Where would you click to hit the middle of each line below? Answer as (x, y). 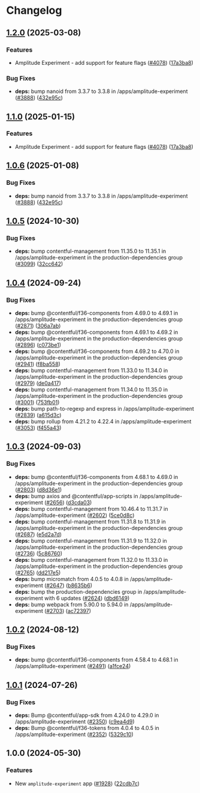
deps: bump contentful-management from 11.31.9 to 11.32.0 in (91, 540)
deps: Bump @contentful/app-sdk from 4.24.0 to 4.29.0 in (87, 715)
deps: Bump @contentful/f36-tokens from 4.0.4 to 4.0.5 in (87, 728)
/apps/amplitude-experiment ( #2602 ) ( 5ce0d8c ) (75, 515)
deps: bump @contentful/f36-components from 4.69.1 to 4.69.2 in (96, 332)
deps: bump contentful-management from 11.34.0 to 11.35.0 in (91, 389)
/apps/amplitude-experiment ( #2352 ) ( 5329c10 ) (74, 734)
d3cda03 (79, 502)
